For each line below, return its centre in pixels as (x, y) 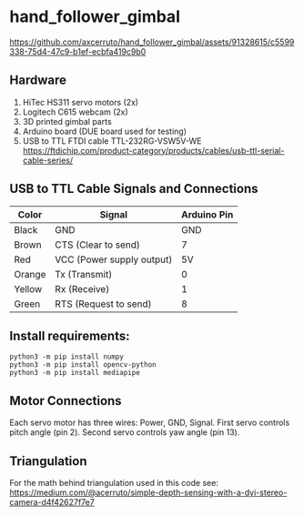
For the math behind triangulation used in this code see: (114, 483)
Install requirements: (70, 335)
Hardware (38, 81)
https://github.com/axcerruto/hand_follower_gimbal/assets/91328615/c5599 (152, 42)
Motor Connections (66, 401)
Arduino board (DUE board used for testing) (104, 131)
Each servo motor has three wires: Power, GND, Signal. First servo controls (150, 423)
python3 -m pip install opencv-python (83, 365)
